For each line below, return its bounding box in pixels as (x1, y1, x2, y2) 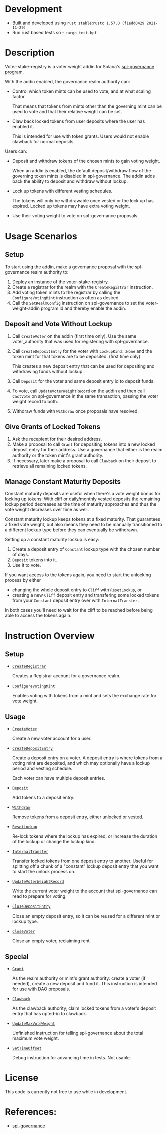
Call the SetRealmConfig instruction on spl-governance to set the (12, 300, 145, 306)
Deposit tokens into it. (12, 557, 57, 563)
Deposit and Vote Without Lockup (5, 320, 112, 328)
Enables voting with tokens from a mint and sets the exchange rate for (12, 693, 157, 699)
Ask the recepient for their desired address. (12, 436, 102, 442)
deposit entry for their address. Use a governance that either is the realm (12, 446, 163, 452)
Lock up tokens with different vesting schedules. (12, 188, 113, 194)
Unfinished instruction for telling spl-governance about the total (12, 1030, 144, 1036)
